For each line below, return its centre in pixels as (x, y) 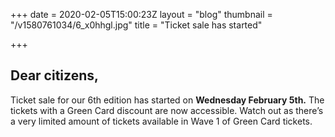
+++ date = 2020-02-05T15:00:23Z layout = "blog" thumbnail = (141, 14)
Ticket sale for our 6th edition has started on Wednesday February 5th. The (167, 100)
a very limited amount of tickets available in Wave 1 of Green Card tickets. (161, 121)
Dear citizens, (54, 75)
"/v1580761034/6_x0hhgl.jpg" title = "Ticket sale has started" (136, 25)
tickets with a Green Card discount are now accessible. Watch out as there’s (167, 110)
